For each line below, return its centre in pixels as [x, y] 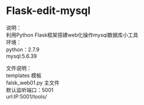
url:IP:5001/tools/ [27, 96]
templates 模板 [24, 75]
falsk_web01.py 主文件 [33, 82]
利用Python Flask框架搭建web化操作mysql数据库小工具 [72, 35]
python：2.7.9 [23, 49]
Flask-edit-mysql [48, 11]
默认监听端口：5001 [30, 90]
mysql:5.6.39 [22, 56]
